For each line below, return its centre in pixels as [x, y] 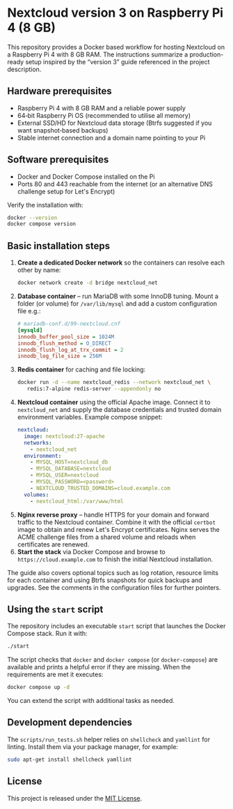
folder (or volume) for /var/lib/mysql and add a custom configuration [117, 304]
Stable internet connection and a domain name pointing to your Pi [111, 138]
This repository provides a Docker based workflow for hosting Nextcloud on [116, 47]
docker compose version [42, 224]
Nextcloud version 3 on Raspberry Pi [115, 13]
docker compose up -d [39, 688]
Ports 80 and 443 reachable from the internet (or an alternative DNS [115, 184]
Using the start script [55, 609]
